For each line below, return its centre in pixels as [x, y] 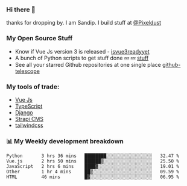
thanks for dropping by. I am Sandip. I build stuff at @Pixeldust [84, 23]
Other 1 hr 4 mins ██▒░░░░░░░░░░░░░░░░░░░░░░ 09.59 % [93, 172]
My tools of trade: [33, 87]
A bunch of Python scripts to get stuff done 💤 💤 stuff [82, 58]
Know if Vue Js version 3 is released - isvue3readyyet [82, 51]
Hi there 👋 [21, 10]
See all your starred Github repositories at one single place [88, 64]
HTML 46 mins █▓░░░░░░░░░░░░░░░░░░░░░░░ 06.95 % [93, 177]
